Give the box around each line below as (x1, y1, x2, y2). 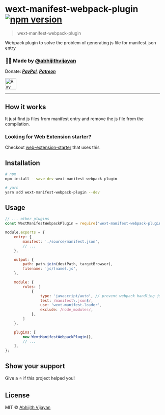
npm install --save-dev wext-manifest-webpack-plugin (5, 176, 118, 182)
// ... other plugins (5, 217, 50, 222)
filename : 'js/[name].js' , (23, 266, 78, 271)
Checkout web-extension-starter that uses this (5, 144, 100, 151)
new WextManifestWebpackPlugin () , (23, 334, 93, 339)
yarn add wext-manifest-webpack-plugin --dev (5, 190, 100, 195)
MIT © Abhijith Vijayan (5, 404, 51, 410)
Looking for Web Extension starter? (5, 133, 92, 140)
